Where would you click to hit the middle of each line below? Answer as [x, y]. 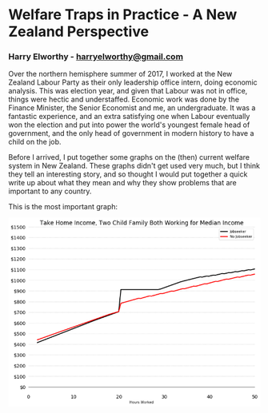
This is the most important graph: [63, 207]
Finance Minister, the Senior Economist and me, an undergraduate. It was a [132, 108]
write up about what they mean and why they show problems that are [123, 183]
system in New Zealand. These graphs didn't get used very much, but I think [134, 166]
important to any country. [50, 191]
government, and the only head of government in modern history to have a [131, 133]
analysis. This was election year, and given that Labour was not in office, [128, 91]
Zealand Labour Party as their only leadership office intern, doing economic [133, 82]
